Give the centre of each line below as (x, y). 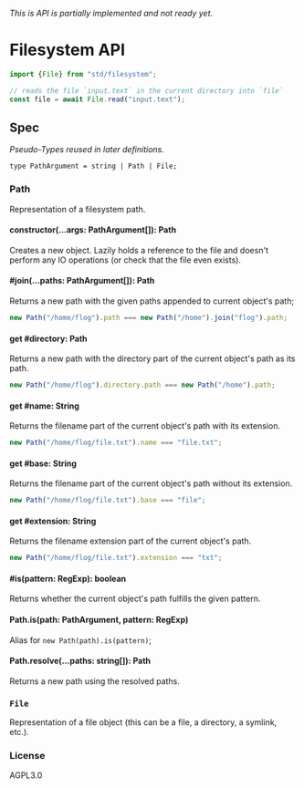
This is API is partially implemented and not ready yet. (111, 13)
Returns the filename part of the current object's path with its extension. (145, 426)
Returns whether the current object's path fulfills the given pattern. (135, 599)
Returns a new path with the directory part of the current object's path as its (152, 358)
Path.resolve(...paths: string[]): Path (80, 661)
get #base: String (43, 463)
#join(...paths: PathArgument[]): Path (82, 281)
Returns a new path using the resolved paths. (95, 681)
